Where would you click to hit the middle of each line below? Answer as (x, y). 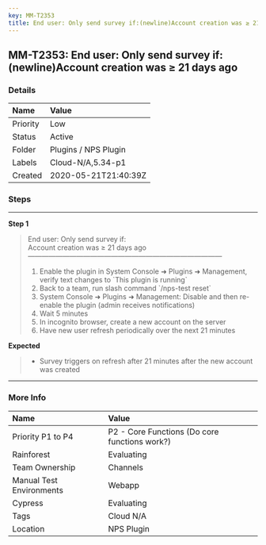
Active (62, 137)
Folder (24, 150)
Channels (126, 467)
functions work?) (140, 441)
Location (28, 528)
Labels (25, 163)
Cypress (28, 503)
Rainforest (31, 455)
